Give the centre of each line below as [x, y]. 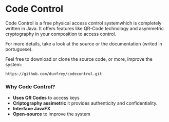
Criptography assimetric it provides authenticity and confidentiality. [85, 103]
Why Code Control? [30, 86]
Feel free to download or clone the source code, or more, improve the [79, 59]
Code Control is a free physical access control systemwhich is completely [83, 23]
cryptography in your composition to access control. [61, 34]
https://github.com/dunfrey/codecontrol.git [54, 74]
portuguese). [19, 49]
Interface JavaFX [32, 109]
